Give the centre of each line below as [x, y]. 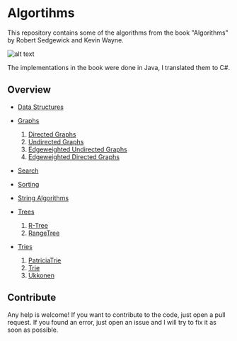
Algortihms [41, 13]
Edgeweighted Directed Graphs [74, 156]
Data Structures [40, 107]
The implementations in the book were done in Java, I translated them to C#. [119, 67]
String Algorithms [43, 198]
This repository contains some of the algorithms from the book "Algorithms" [118, 33]
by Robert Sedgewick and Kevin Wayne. [65, 40]
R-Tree [38, 225]
